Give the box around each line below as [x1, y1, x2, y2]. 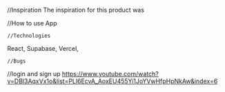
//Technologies [7, 32, 51, 39]
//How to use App [7, 19, 57, 27]
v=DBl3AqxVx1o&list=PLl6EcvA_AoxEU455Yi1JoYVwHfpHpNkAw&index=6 [7, 77, 218, 85]
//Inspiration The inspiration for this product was [7, 6, 145, 14]
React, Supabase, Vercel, [7, 45, 79, 52]
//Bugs [7, 58, 26, 65]
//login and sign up [7, 70, 61, 78]
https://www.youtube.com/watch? [61, 70, 159, 78]
